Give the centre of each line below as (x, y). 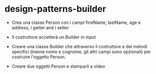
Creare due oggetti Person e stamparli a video (58, 66)
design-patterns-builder (55, 9)
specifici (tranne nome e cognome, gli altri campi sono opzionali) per (81, 52)
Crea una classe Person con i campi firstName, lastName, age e (76, 22)
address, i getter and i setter (40, 27)
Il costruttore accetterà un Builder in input (54, 37)
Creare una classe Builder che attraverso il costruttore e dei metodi (79, 46)
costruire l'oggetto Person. (39, 56)
